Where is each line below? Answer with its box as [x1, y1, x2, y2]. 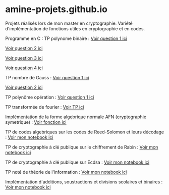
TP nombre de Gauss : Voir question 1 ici [5, 74, 89, 80]
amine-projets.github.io [5, 4, 107, 15]
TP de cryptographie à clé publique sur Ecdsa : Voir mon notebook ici [5, 159, 150, 165]
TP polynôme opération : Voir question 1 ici [5, 94, 94, 100]
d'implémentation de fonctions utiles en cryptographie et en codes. [5, 25, 145, 31]
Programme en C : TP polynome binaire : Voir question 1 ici [5, 35, 128, 41]
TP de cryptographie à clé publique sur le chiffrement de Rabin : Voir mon [5, 144, 158, 150]
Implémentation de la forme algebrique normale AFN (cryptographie [5, 114, 147, 120]
